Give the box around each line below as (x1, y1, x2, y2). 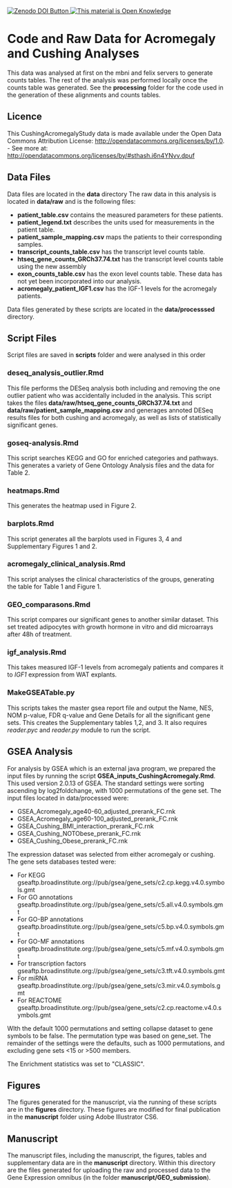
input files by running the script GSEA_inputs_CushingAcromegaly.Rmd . (7, 771, 216, 780)
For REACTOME (17, 996, 62, 1004)
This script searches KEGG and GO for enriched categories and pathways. (7, 453, 219, 462)
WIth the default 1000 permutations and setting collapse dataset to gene (7, 1024, 213, 1032)
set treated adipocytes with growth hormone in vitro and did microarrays (7, 623, 214, 631)
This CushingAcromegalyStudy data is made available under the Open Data (7, 129, 222, 137)
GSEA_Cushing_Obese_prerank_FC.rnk (17, 837, 128, 845)
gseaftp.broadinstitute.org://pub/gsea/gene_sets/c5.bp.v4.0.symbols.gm (17, 922, 224, 931)
